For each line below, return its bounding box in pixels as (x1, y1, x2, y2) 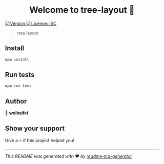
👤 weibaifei (5, 110, 28, 116)
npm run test (5, 83, 32, 88)
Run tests (5, 71, 35, 79)
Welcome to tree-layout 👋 (29, 4, 135, 16)
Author (5, 97, 27, 105)
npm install (5, 57, 29, 62)
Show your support (5, 124, 65, 132)
